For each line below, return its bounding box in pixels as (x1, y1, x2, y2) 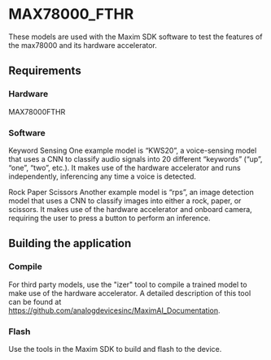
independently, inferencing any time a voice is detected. (8, 171, 197, 181)
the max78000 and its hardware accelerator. (8, 40, 157, 50)
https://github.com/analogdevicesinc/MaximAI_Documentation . (8, 306, 221, 315)
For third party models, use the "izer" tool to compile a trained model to (8, 280, 247, 289)
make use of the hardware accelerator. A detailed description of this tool (8, 288, 251, 297)
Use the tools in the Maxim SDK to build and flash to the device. (8, 344, 222, 353)
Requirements (8, 64, 81, 78)
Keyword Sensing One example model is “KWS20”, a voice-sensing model (8, 145, 257, 155)
